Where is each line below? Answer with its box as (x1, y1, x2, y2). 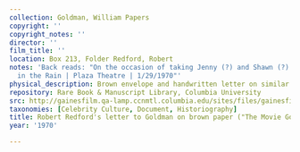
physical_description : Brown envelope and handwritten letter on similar (9, 80, 290, 89)
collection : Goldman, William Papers (9, 13, 150, 22)
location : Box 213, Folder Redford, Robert (9, 55, 174, 63)
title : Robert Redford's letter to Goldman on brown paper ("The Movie (9, 113, 281, 122)
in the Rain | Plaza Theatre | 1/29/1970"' (17, 72, 181, 80)
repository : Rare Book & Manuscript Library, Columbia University (9, 88, 262, 97)
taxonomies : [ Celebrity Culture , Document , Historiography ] (9, 105, 238, 114)
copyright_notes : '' (9, 30, 87, 38)
